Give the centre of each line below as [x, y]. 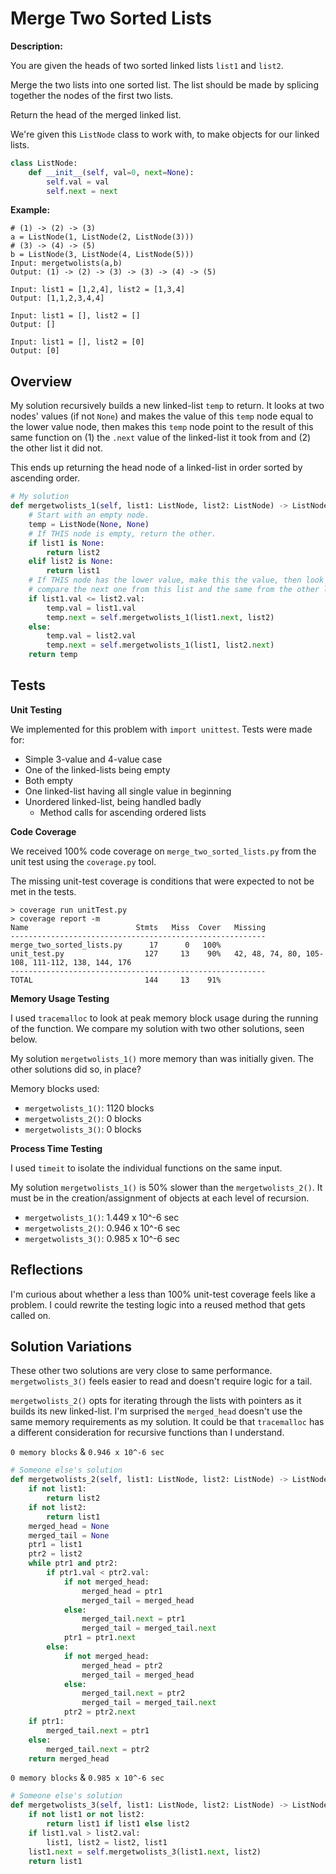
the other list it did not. [56, 448]
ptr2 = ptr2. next [100, 1712]
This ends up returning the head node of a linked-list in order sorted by [156, 468]
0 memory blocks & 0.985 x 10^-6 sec [87, 1778]
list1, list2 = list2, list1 [107, 1842]
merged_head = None [69, 1526]
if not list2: [57, 1507]
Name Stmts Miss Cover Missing [138, 927]
